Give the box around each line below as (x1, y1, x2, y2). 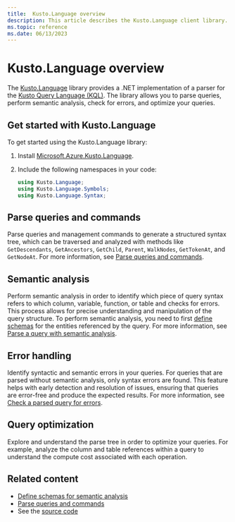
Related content (7, 473, 79, 485)
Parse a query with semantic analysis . (7, 329, 118, 338)
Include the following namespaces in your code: (17, 165, 157, 174)
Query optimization (7, 419, 94, 431)
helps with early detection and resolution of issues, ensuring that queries (7, 384, 219, 392)
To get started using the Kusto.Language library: (7, 138, 148, 146)
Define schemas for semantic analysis (17, 492, 129, 500)
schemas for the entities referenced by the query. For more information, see (7, 322, 227, 330)
